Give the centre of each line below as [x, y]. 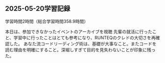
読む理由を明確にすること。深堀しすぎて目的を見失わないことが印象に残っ [80, 49]
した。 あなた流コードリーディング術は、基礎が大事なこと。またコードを [83, 44]
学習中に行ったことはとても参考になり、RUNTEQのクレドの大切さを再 [84, 37]
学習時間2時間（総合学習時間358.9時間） [47, 21]
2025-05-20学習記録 [38, 9]
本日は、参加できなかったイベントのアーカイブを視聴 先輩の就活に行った [79, 31]
